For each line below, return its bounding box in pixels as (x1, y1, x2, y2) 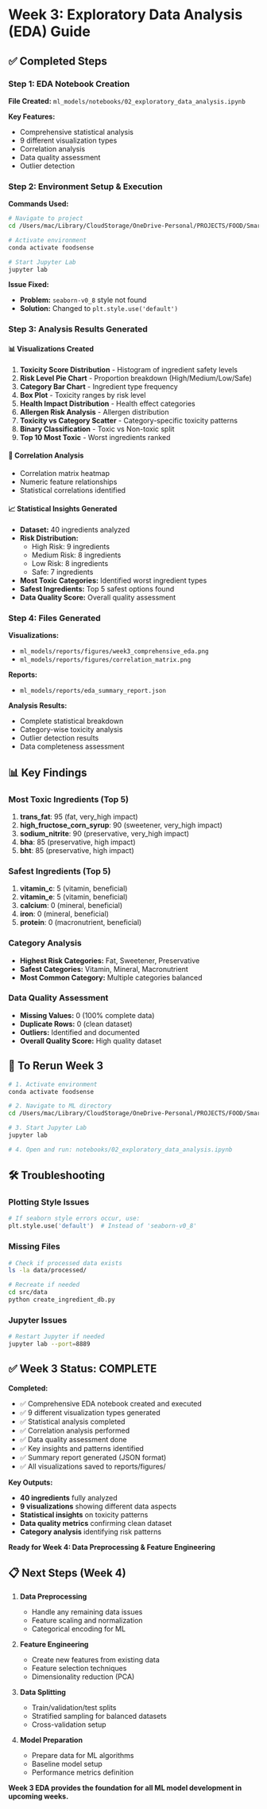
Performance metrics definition (31, 1768, 133, 1777)
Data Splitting (19, 1687, 66, 1697)
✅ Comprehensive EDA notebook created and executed (19, 1398, 203, 1408)
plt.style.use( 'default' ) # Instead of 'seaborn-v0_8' (8, 1222, 197, 1230)
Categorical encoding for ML (31, 1624, 126, 1634)
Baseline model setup (31, 1759, 103, 1768)
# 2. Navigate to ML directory (8, 1102, 112, 1110)
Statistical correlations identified (19, 485, 126, 495)
